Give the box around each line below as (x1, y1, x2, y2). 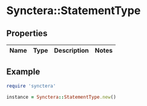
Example (6, 67, 40, 77)
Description (54, 47, 89, 55)
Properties (6, 28, 48, 39)
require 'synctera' (6, 83, 56, 89)
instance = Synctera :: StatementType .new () (6, 94, 116, 100)
